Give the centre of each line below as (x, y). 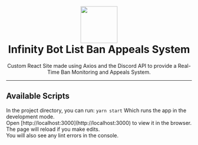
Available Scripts (38, 96)
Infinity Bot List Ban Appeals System (99, 50)
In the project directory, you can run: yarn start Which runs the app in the (96, 110)
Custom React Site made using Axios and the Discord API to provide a (92, 65)
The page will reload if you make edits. (53, 129)
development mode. (30, 116)
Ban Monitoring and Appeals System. (106, 72)
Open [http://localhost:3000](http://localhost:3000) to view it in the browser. (99, 123)
